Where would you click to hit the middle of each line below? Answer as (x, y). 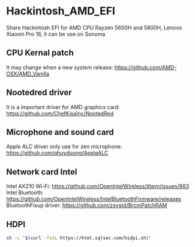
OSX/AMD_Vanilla (28, 74)
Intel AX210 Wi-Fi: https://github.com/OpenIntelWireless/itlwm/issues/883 (98, 186)
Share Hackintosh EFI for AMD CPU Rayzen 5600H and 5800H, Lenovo (94, 28)
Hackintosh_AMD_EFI (61, 11)
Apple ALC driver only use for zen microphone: (64, 147)
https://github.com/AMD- (145, 67)
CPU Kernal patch (40, 53)
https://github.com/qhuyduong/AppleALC (57, 153)
